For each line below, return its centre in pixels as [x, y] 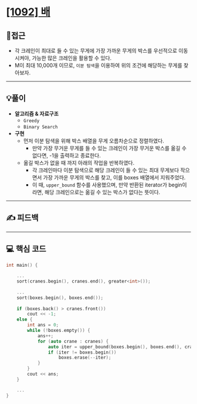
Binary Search [40, 127]
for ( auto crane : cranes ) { [73, 341]
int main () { [22, 265]
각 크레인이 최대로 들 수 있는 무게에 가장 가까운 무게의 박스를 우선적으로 [96, 51]
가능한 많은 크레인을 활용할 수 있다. [72, 58]
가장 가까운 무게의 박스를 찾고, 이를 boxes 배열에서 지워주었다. [114, 177]
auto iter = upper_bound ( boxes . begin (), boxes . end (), [115, 347]
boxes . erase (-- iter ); [85, 358]
